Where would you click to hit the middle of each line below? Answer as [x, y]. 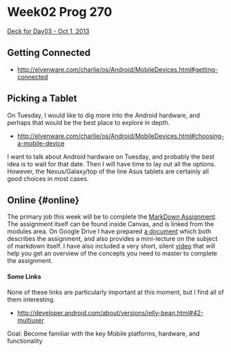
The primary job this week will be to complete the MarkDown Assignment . [112, 217]
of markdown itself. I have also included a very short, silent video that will [111, 246]
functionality [25, 341]
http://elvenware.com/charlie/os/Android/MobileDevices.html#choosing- [120, 136]
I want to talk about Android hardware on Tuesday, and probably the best [111, 157]
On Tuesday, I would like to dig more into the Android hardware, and [104, 115]
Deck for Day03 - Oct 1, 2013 [48, 31]
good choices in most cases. [48, 178]
